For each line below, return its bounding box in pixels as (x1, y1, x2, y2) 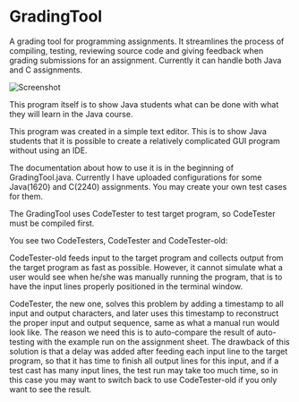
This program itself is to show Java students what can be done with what (9, 98, 279, 109)
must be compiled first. (9, 218, 95, 228)
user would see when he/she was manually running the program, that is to (9, 271, 283, 282)
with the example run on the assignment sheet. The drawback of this (36, 336, 290, 346)
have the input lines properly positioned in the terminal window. (9, 280, 243, 292)
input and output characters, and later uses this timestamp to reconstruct (9, 307, 279, 319)
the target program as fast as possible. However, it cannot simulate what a (9, 261, 284, 272)
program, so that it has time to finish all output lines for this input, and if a (9, 355, 279, 366)
